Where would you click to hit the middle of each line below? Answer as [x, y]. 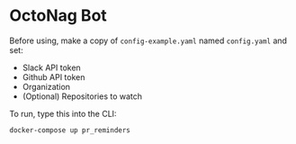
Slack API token [51, 67]
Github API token [54, 76]
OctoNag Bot [58, 16]
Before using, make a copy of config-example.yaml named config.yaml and [148, 40]
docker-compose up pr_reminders [70, 130]
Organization [46, 86]
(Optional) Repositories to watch [82, 96]
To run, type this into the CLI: [63, 113]
